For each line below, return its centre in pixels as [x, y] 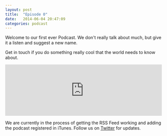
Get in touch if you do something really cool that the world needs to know [80, 52]
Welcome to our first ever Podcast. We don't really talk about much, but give [83, 38]
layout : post [19, 10]
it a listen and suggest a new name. [42, 43]
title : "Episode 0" [27, 14]
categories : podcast [27, 23]
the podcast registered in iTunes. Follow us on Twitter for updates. [73, 128]
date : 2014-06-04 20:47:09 [35, 19]
